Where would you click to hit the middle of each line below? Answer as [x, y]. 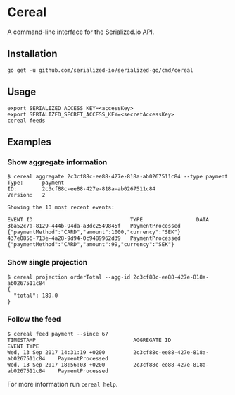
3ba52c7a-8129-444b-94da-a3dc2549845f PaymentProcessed [94, 226]
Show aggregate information [57, 162]
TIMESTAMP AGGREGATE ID [89, 340]
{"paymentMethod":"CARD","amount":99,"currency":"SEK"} [91, 245]
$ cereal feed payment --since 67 [58, 334]
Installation [32, 54]
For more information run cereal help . [63, 384]
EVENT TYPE [23, 346]
